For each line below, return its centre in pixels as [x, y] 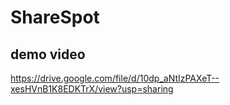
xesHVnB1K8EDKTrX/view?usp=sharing [92, 89]
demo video [48, 54]
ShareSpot [55, 17]
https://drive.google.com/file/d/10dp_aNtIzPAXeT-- [115, 78]
